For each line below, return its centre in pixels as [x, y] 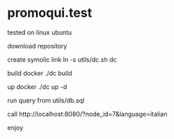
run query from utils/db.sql [46, 100]
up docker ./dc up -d [37, 86]
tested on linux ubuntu [40, 32]
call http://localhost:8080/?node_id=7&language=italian [87, 114]
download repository [37, 46]
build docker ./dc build [40, 73]
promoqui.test [50, 13]
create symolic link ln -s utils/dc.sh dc [62, 59]
